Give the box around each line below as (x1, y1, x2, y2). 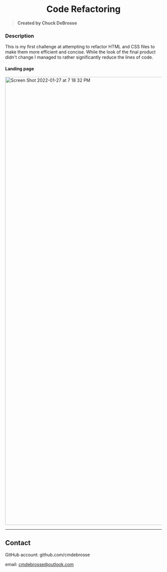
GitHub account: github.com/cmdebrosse (5, 552, 90, 558)
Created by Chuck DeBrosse (17, 20, 78, 26)
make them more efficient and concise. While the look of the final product (5, 49, 156, 55)
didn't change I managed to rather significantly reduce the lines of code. (5, 54, 153, 60)
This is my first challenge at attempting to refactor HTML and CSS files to (5, 44, 155, 50)
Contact (5, 539, 31, 547)
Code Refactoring (46, 3, 121, 15)
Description (5, 32, 34, 39)
